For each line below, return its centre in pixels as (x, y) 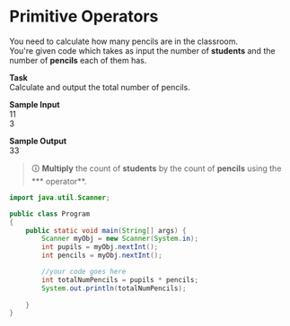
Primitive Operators (84, 17)
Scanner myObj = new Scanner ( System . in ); (120, 239)
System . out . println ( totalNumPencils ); (114, 288)
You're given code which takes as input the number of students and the (142, 50)
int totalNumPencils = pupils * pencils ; (120, 279)
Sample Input (35, 104)
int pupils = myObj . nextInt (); (100, 247)
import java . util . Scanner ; (60, 197)
